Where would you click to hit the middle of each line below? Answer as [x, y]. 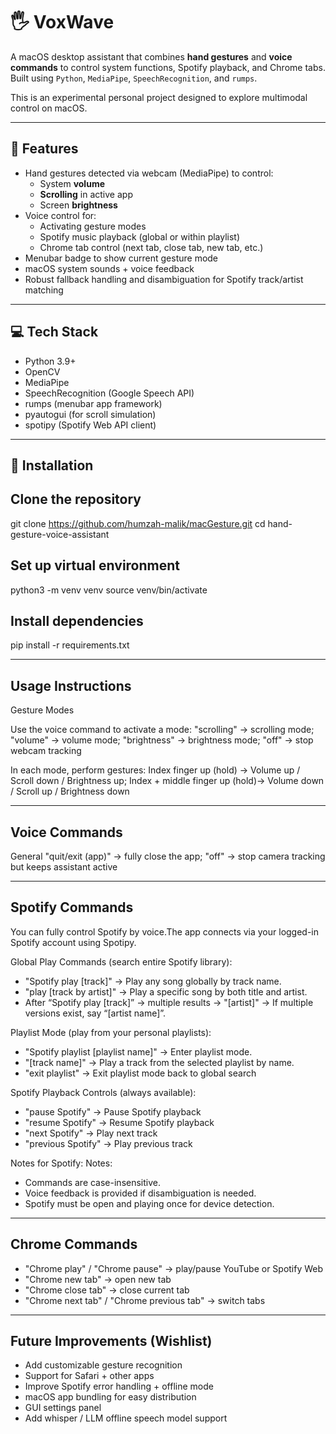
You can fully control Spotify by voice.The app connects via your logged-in [165, 931]
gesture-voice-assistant [60, 534]
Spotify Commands [72, 907]
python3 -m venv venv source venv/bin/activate [109, 590]
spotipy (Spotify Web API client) [90, 425]
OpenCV [42, 371]
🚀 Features [44, 149]
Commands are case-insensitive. [92, 1182]
